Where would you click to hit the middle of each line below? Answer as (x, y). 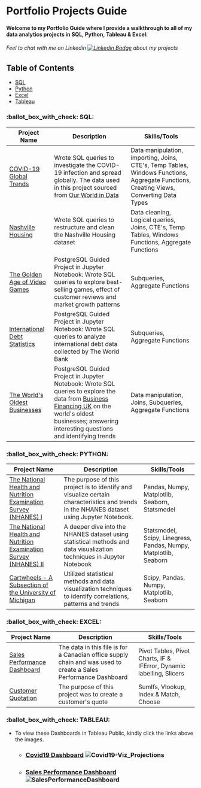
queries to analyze (80, 337)
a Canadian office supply (93, 655)
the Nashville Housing (84, 235)
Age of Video (28, 281)
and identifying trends (85, 436)
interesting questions (83, 428)
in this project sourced (85, 187)
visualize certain (87, 494)
